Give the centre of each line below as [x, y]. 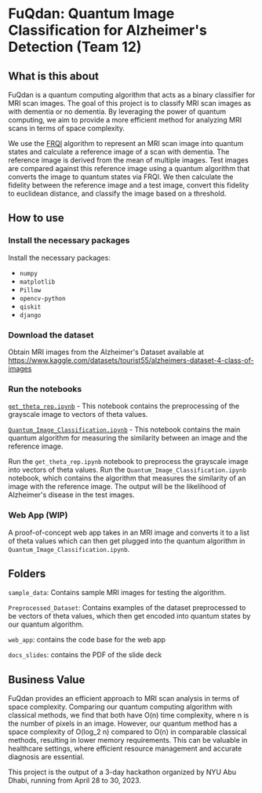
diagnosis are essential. [46, 757]
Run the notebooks [45, 389]
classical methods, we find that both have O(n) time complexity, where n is [129, 715]
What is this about [54, 76]
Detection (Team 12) [75, 47]
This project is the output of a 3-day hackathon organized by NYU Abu [122, 772]
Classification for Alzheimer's [108, 30]
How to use [36, 218]
